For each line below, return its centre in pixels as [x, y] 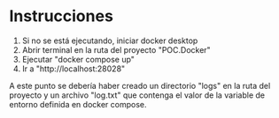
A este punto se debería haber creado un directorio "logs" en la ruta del [140, 85]
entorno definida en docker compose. [78, 104]
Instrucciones [61, 16]
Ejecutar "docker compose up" [78, 59]
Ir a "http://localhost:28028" [74, 69]
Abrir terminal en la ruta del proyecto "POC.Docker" [116, 49]
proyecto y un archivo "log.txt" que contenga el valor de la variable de [137, 95]
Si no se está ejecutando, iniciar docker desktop [110, 41]
